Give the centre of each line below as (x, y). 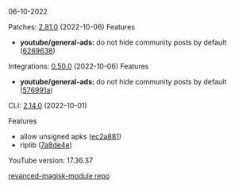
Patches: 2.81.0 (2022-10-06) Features (71, 27)
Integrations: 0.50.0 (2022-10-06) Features (79, 66)
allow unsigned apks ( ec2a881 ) (70, 136)
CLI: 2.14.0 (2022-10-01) (48, 106)
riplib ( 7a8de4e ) (46, 145)
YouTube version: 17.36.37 (51, 160)
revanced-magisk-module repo (59, 176)
